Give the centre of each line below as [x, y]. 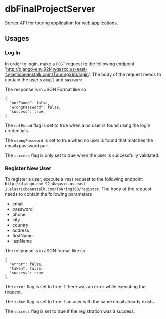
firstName [23, 235]
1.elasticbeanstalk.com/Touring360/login [47, 74]
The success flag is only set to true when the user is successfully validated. [82, 155]
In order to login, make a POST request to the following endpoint [70, 64]
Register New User [28, 168]
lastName [22, 241]
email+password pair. [27, 145]
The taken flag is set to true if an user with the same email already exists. [80, 301]
